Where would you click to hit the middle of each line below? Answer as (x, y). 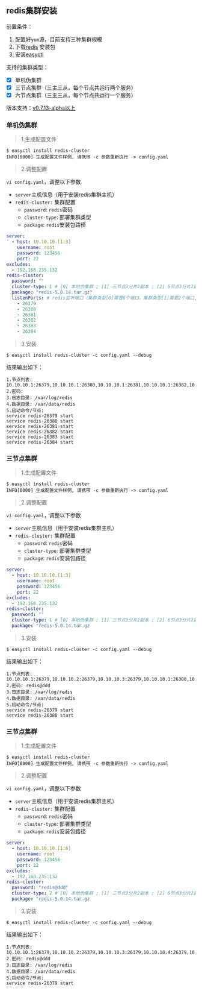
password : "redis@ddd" (40, 888)
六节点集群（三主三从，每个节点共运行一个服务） (75, 95)
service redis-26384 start (40, 442)
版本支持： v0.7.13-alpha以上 (41, 108)
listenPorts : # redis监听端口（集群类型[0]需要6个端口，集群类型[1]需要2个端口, (104, 298)
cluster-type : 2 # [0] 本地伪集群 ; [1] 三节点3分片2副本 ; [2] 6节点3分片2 (103, 893)
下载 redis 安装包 (35, 46)
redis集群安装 (32, 11)
